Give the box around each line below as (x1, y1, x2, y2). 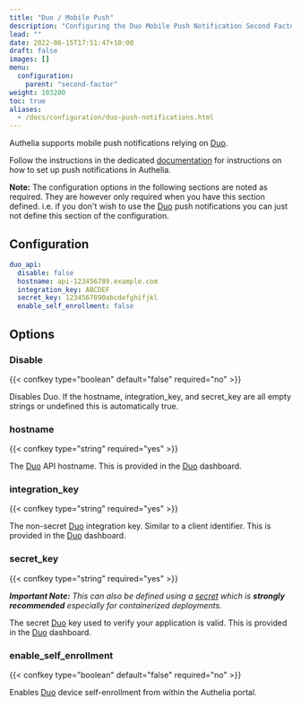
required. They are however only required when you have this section (9, 192, 266, 202)
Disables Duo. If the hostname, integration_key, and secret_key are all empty (9, 391, 292, 401)
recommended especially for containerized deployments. (9, 599, 222, 610)
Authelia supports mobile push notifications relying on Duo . (9, 138, 228, 149)
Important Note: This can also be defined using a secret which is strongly (9, 590, 285, 601)
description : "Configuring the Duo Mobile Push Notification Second (9, 22, 271, 30)
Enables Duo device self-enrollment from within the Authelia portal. (9, 687, 257, 698)
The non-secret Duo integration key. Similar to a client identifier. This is (9, 521, 271, 531)
